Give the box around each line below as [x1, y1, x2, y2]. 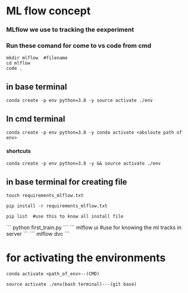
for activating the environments [6, 251, 166, 265]
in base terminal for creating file [6, 177, 127, 187]
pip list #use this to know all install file [6, 214, 124, 220]
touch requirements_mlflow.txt [6, 193, 84, 199]
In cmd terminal [6, 113, 65, 124]
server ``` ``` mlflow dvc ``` [6, 230, 70, 238]
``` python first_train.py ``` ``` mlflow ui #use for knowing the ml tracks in [6, 224, 182, 231]
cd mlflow [6, 60, 31, 66]
